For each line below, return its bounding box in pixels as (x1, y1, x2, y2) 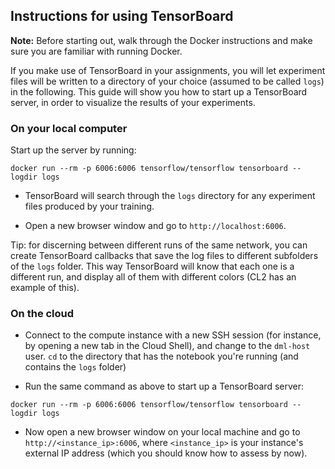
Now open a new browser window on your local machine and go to (24, 426, 301, 438)
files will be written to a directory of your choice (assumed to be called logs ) (10, 75, 325, 87)
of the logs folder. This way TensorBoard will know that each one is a (10, 260, 295, 273)
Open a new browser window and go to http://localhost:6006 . (24, 220, 287, 232)
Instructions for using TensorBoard (10, 8, 234, 25)
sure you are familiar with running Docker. (10, 45, 183, 57)
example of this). (10, 282, 80, 294)
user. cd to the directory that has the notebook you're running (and (24, 350, 299, 363)
